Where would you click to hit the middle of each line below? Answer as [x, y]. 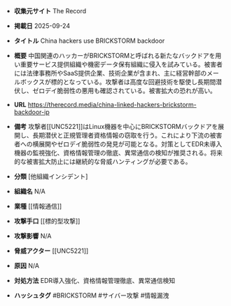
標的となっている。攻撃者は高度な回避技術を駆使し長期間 [133, 82]
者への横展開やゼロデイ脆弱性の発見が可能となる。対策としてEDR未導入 [118, 144]
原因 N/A [27, 266]
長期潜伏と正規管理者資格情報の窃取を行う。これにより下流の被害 [127, 135]
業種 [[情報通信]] [38, 206]
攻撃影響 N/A [33, 236]
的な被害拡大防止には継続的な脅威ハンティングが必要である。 [103, 161]
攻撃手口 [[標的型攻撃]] [47, 221]
